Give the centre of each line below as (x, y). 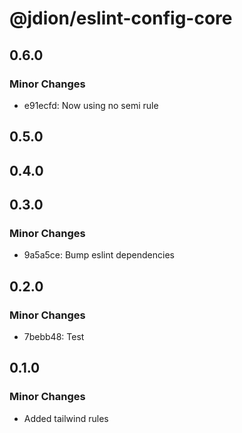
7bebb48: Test (54, 337)
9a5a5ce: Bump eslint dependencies (99, 255)
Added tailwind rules (66, 418)
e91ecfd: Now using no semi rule (91, 105)
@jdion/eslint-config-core (121, 18)
